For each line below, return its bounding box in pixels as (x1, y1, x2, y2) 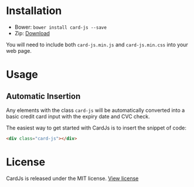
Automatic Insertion (6, 91, 81, 101)
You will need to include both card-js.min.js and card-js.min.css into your (6, 41, 189, 48)
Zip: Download (14, 29, 50, 36)
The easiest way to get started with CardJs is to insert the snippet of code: (6, 124, 186, 131)
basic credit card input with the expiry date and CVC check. (6, 113, 151, 120)
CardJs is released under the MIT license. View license (6, 175, 139, 182)
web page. (6, 47, 32, 54)
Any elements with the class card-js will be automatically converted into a (6, 107, 185, 114)
